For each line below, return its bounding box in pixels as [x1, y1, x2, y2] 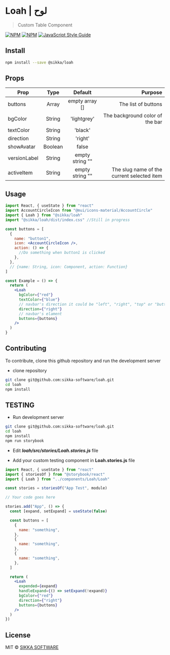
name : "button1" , [14, 236, 51, 241]
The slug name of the [111, 166, 162, 173]
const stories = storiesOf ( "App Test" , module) [5, 485, 108, 491]
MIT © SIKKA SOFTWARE [5, 644, 59, 650]
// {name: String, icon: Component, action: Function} [10, 264, 128, 269]
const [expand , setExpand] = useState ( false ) [10, 509, 108, 514]
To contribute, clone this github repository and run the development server [5, 357, 161, 364]
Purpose [141, 89, 162, 96]
